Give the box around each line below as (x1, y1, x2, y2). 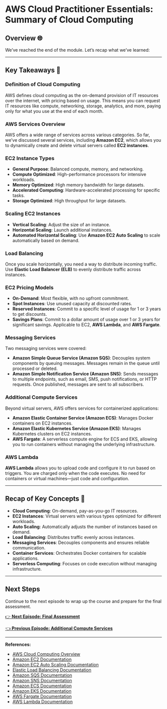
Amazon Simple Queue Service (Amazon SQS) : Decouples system (12, 355, 151, 361)
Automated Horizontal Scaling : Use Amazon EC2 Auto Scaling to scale (12, 232, 161, 238)
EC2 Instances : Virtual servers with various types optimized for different (12, 513, 162, 519)
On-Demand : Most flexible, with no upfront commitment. (12, 295, 129, 301)
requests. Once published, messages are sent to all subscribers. (12, 381, 144, 387)
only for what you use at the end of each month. (5, 108, 104, 114)
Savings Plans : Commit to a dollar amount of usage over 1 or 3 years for (12, 317, 161, 323)
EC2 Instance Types (5, 155, 55, 162)
